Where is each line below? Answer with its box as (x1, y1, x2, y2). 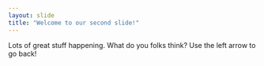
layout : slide (8, 11, 55, 20)
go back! (8, 49, 37, 58)
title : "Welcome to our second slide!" (8, 19, 140, 27)
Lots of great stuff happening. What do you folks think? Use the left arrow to (8, 40, 256, 49)
